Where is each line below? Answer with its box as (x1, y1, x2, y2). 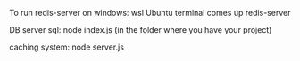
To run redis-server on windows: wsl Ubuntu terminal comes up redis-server (9, 8, 291, 18)
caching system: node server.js (9, 42, 125, 52)
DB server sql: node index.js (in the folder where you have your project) (9, 25, 272, 34)
